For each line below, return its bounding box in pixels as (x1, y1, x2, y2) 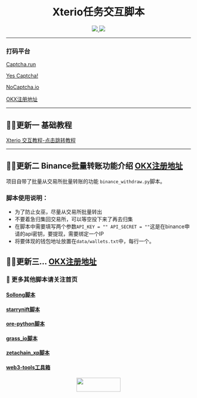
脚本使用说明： (6, 194, 49, 202)
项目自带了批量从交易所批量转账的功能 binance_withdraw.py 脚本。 (6, 177, 165, 185)
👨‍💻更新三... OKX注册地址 (6, 257, 97, 267)
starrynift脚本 (6, 306, 40, 313)
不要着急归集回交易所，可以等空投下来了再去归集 (14, 215, 133, 223)
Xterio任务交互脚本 (52, 5, 145, 19)
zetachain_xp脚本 (6, 349, 50, 356)
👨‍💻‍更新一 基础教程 (6, 120, 72, 130)
